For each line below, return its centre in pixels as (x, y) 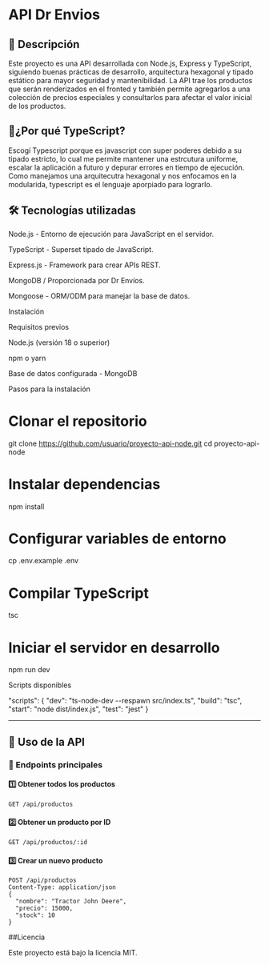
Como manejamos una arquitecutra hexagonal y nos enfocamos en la (123, 176)
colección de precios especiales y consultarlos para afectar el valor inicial (130, 97)
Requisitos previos (39, 326)
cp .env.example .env (43, 561)
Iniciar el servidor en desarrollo (114, 648)
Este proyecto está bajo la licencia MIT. (73, 953)
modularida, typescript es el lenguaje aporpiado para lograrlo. (110, 184)
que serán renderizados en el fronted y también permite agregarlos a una (129, 89)
